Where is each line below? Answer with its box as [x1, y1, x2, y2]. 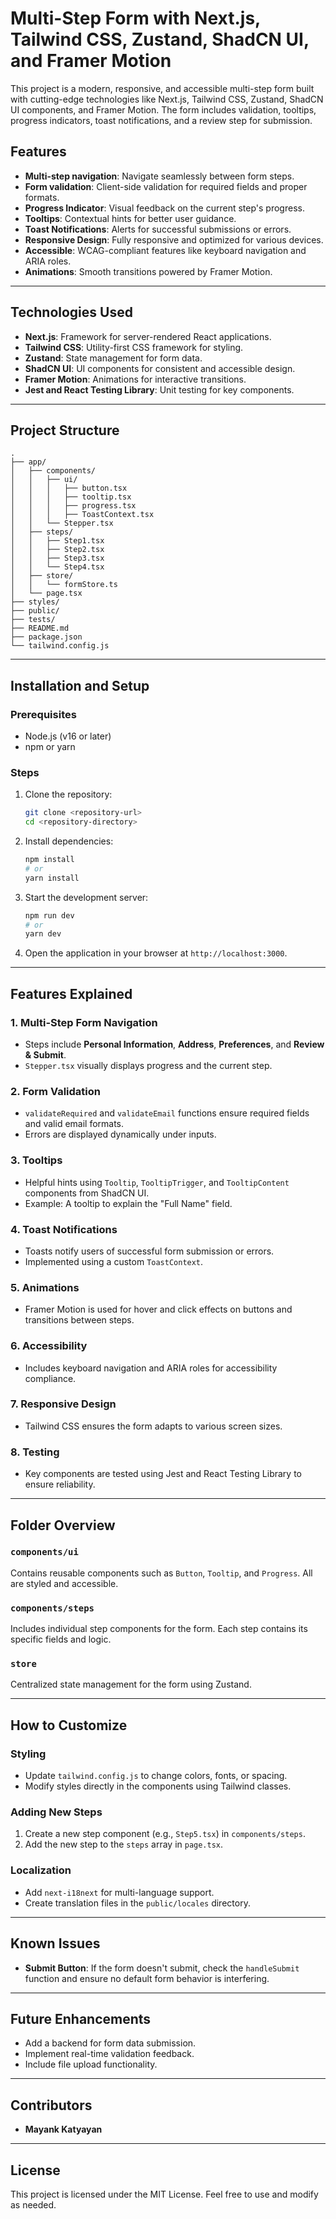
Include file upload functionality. [24, 2058, 158, 2071]
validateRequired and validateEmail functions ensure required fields [24, 1107, 310, 1119]
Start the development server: [24, 891, 149, 903]
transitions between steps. [24, 1314, 135, 1326]
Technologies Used [10, 304, 133, 321]
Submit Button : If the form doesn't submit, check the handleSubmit [24, 1962, 300, 1974]
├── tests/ [10, 615, 56, 625]
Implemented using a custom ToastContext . [24, 1255, 204, 1267]
